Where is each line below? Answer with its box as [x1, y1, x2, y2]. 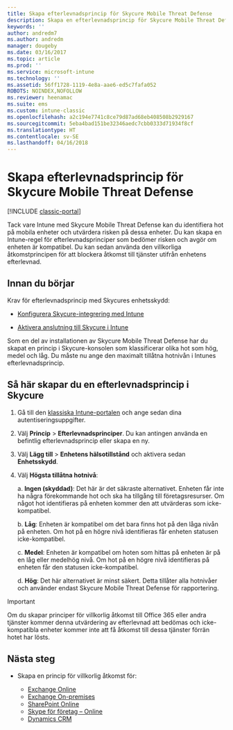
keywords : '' [7, 23, 45, 30]
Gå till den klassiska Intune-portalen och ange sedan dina [17, 408, 182, 416]
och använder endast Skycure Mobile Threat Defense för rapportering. [17, 583, 219, 592]
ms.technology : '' [7, 74, 60, 82]
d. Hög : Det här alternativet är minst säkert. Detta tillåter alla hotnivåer [17, 576, 218, 585]
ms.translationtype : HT [7, 127, 76, 133]
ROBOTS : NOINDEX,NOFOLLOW [7, 88, 82, 95]
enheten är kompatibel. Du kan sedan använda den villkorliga [7, 243, 182, 251]
